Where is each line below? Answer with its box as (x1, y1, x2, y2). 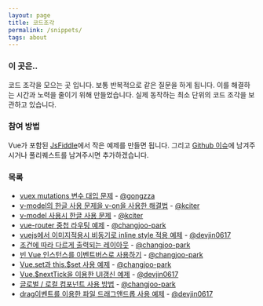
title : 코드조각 (8, 19, 55, 27)
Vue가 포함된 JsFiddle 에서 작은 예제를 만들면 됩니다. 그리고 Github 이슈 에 (8, 140, 236, 150)
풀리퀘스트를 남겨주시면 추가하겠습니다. (28, 150, 149, 159)
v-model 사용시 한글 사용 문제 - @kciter (19, 211, 144, 220)
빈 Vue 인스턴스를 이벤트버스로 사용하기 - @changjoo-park (19, 250, 203, 260)
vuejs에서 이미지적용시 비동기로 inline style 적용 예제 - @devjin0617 (19, 231, 232, 240)
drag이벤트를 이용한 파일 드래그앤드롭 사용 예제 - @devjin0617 (19, 290, 214, 299)
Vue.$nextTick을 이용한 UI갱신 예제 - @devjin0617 (19, 270, 179, 279)
